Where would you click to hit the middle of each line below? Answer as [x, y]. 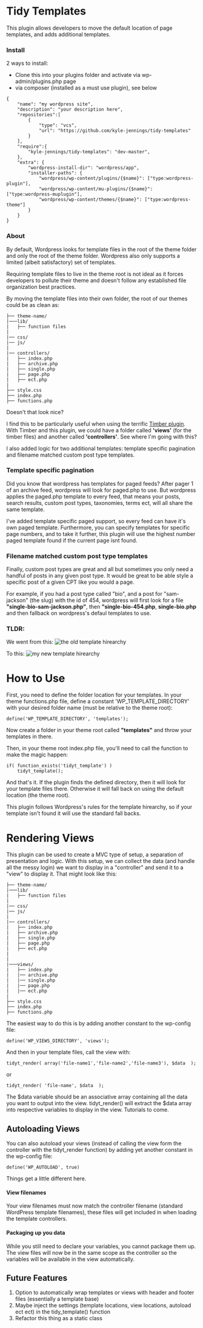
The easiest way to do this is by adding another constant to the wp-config [98, 1023]
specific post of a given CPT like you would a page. [70, 582]
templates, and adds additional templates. [58, 34]
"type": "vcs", [58, 125]
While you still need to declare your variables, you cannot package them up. [101, 1246]
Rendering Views [50, 838]
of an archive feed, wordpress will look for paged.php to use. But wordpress [101, 490]
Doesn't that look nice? [35, 412]
